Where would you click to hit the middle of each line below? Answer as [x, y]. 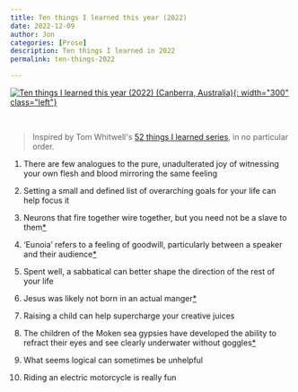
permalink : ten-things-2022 [63, 59]
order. [43, 146]
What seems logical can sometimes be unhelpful [113, 360]
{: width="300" [261, 92]
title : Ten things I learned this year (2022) [99, 17]
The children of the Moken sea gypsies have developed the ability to [150, 333]
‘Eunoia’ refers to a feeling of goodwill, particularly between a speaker [153, 244]
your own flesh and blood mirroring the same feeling [120, 173]
